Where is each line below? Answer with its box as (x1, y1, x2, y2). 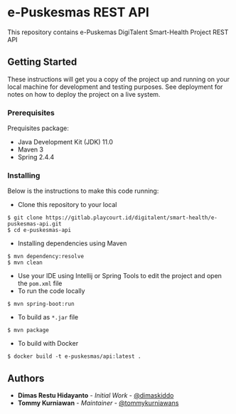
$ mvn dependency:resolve (7, 253, 84, 260)
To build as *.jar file (17, 313, 79, 322)
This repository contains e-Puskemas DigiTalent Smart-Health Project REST (7, 28, 229, 36)
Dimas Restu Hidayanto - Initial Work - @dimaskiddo (17, 391, 174, 400)
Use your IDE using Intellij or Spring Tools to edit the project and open (17, 272, 222, 280)
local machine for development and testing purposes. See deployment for (7, 83, 223, 91)
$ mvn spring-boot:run (7, 300, 75, 308)
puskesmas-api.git (7, 221, 62, 228)
